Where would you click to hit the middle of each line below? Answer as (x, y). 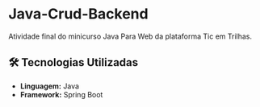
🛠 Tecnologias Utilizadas (73, 62)
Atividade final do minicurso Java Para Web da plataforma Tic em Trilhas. (130, 36)
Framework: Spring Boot (61, 94)
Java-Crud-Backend (78, 14)
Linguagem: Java (49, 86)
